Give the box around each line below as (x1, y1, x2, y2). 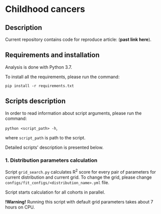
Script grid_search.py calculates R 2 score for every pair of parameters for (5, 168, 156, 175)
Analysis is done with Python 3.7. (5, 64, 72, 70)
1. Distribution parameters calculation (5, 157, 98, 164)
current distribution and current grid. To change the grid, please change (5, 174, 152, 180)
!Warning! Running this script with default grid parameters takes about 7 (5, 199, 154, 205)
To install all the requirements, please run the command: (5, 74, 120, 80)
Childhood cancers (5, 3, 85, 15)
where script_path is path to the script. (5, 134, 86, 140)
